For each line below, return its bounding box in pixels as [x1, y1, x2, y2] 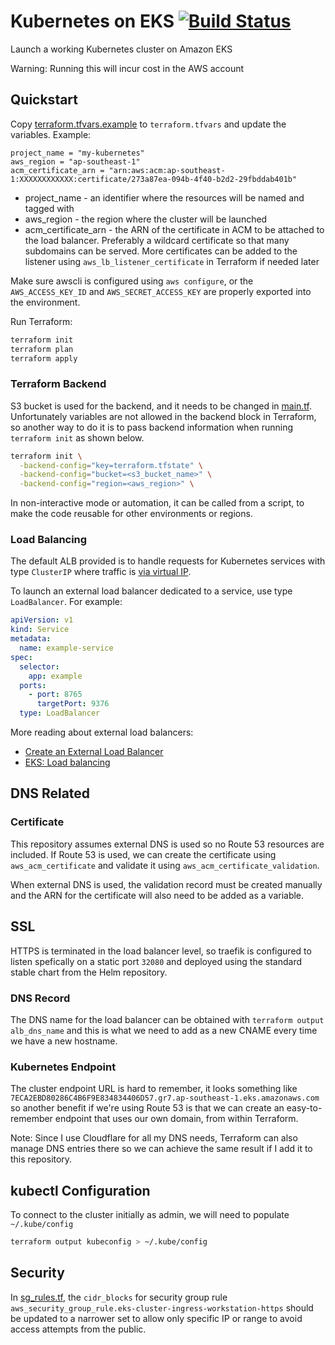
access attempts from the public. [10, 1323, 147, 1335]
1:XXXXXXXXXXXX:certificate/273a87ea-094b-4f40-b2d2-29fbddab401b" [10, 174, 298, 184]
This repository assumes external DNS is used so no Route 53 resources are [10, 838, 325, 850]
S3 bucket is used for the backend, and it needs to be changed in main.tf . [10, 400, 313, 412]
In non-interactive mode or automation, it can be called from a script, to [10, 497, 305, 509]
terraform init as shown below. [10, 431, 145, 444]
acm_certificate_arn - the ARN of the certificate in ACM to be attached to [24, 223, 325, 235]
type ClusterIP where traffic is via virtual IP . [10, 566, 192, 578]
